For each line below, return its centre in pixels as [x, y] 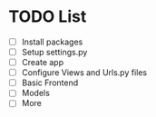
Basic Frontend [50, 83]
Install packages [52, 42]
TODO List [48, 17]
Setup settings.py [54, 52]
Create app [43, 63]
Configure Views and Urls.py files [84, 73]
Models [36, 93]
